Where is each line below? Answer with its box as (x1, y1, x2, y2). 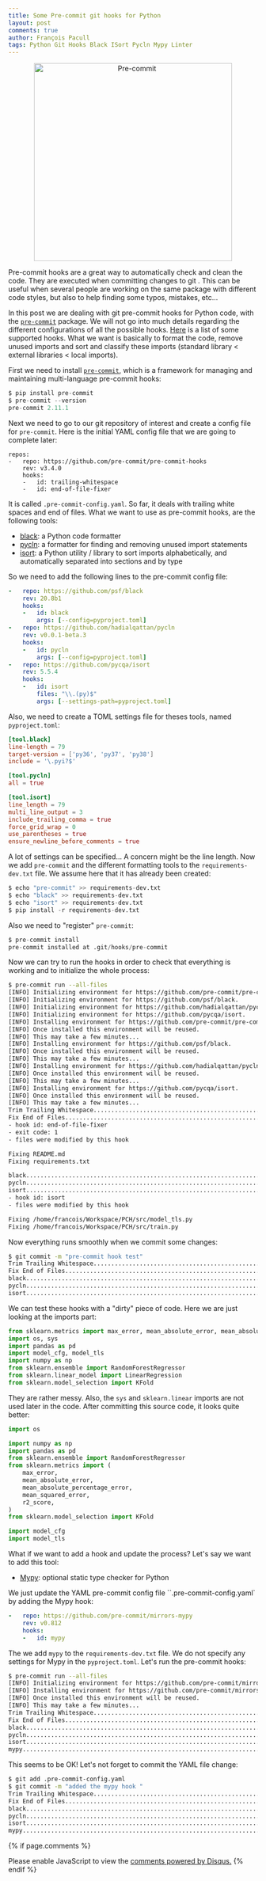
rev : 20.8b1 (22, 595, 62, 602)
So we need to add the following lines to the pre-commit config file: (8, 572, 228, 581)
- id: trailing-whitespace (22, 478, 119, 486)
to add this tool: (8, 1557, 59, 1567)
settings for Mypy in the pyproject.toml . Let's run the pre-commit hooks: (8, 1656, 247, 1666)
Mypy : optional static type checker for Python (19, 1573, 169, 1582)
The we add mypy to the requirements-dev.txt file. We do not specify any (8, 1648, 245, 1658)
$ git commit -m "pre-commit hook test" (8, 1252, 144, 1260)
